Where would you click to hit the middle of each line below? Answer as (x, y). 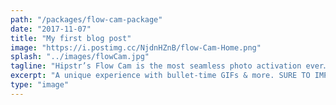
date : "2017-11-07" (51, 29)
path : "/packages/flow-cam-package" (86, 19)
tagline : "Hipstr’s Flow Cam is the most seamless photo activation (156, 66)
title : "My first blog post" (71, 38)
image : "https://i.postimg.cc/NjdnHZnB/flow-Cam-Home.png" (136, 47)
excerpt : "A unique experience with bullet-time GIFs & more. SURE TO (160, 76)
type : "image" (40, 85)
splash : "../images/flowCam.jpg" (80, 57)
